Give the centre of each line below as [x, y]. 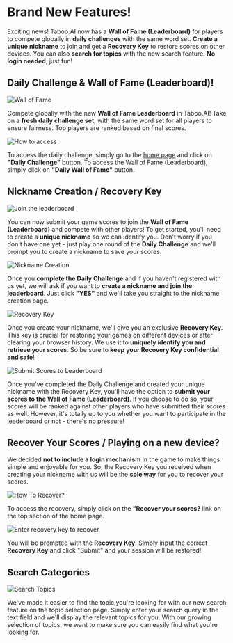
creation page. [28, 301]
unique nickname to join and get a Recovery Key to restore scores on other [116, 46]
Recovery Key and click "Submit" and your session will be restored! [104, 550]
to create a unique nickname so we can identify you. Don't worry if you [110, 237]
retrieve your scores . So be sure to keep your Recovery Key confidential [113, 349]
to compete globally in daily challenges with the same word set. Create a [112, 38]
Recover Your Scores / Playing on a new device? [114, 443]
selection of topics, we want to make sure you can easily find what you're [112, 625]
